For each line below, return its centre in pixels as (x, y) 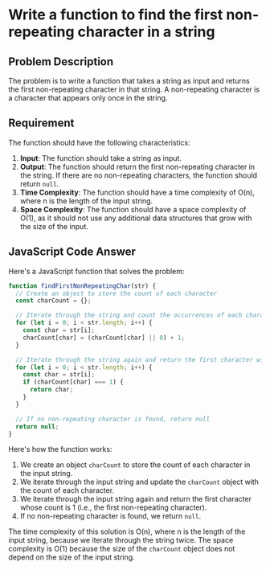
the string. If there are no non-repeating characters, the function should (139, 175)
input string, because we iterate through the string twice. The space (121, 540)
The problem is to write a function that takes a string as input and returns (129, 81)
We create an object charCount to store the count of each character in (135, 465)
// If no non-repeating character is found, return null (113, 419)
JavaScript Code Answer (72, 252)
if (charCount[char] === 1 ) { (74, 382)
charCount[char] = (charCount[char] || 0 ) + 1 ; (104, 338)
